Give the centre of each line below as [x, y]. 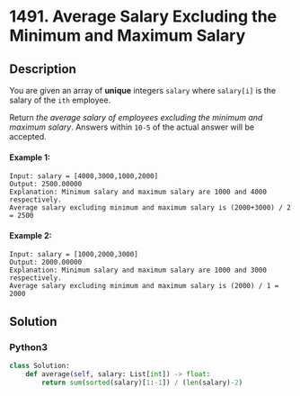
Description [43, 69]
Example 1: [30, 157]
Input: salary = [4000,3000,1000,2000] [84, 176]
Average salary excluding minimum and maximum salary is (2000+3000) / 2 [150, 208]
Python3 [28, 346]
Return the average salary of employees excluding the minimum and [136, 117]
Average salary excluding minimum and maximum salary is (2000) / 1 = [144, 286]
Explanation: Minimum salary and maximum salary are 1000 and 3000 [138, 270]
